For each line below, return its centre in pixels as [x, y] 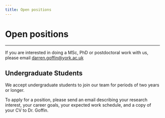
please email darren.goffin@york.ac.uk [44, 58]
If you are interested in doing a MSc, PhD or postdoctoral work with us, [77, 52]
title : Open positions [28, 10]
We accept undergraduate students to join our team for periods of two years [82, 85]
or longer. [15, 90]
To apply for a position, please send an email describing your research [76, 100]
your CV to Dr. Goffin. [27, 110]
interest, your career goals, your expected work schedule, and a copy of [78, 105]
